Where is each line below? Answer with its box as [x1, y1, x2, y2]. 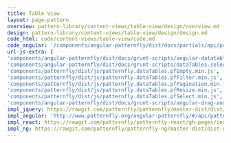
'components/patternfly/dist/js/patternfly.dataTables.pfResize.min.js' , [7, 87, 223, 93]
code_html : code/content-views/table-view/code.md [7, 36, 155, 43]
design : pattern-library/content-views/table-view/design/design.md [7, 29, 208, 36]
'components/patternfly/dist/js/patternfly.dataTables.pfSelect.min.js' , [7, 93, 223, 100]
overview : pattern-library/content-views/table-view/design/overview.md [7, 23, 220, 30]
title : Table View [7, 10, 60, 17]
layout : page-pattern [7, 16, 69, 23]
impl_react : [7, 118, 41, 126]
